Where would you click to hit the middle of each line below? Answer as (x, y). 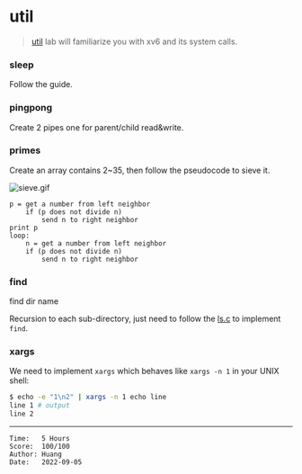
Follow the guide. (41, 85)
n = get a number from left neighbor (96, 243)
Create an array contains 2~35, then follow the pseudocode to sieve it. (140, 170)
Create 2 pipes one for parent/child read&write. (97, 127)
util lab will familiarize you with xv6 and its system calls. (134, 41)
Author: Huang (36, 455)
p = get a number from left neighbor (80, 204)
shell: (19, 380)
